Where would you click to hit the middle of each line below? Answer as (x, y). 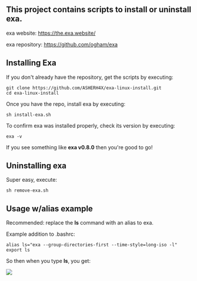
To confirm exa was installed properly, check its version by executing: (91, 125)
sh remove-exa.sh (27, 190)
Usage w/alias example (49, 208)
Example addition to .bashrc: (41, 234)
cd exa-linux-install (33, 93)
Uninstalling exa (36, 166)
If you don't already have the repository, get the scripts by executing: (90, 77)
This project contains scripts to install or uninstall (99, 10)
